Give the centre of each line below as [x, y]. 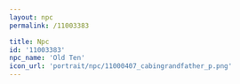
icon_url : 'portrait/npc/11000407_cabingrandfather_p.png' [121, 66]
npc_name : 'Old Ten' [48, 58]
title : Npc [29, 42]
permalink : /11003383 [49, 26]
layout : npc [31, 17]
